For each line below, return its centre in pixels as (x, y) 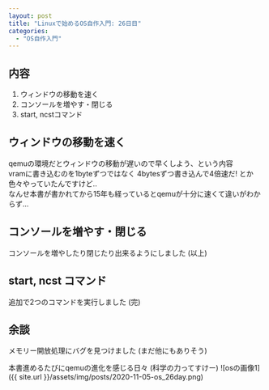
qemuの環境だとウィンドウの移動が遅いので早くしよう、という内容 (121, 163)
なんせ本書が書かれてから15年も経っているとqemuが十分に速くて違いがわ (131, 193)
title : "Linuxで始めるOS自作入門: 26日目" (75, 23)
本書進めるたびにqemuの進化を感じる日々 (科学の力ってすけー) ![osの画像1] (134, 368)
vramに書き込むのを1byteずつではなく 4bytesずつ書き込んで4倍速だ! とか (131, 173)
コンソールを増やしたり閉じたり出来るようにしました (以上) (108, 252)
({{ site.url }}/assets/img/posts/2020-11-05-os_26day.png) (106, 377)
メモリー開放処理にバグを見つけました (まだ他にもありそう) (108, 351)
